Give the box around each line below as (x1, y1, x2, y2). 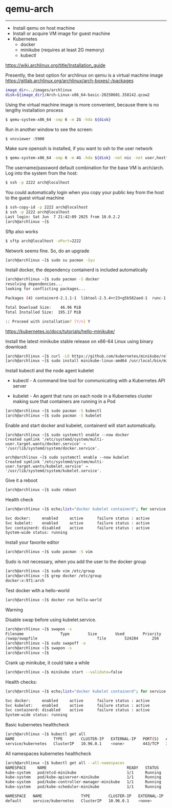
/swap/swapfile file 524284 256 (5, 636, 159, 641)
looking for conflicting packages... (5, 286, 86, 292)
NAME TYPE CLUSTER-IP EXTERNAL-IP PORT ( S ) (5, 737, 159, 742)
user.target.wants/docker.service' (5, 441, 81, 447)
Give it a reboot (5, 477, 38, 483)
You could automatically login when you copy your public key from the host (5, 190, 164, 196)
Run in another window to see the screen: (5, 126, 93, 133)
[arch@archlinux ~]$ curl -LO (5, 353, 70, 359)
